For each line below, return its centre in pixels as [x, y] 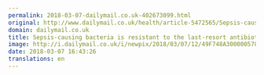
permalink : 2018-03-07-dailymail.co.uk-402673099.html [100, 15]
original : [24, 23]
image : [19, 45]
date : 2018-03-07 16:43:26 [52, 52]
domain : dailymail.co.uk [49, 30]
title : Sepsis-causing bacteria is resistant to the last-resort [117, 37]
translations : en [37, 59]
